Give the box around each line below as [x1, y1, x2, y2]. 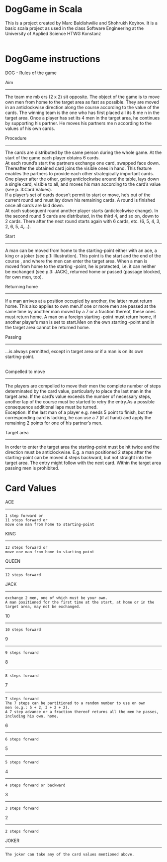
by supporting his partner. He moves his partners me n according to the [5, 120, 152, 126]
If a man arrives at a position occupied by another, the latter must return [5, 298, 153, 304]
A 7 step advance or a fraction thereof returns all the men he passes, [5, 709, 159, 714]
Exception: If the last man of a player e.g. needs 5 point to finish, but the [5, 409, 153, 415]
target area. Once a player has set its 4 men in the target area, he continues [5, 115, 160, 121]
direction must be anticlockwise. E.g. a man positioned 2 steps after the [5, 449, 152, 455]
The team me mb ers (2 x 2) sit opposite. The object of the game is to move [5, 94, 160, 100]
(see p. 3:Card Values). [5, 186, 52, 192]
